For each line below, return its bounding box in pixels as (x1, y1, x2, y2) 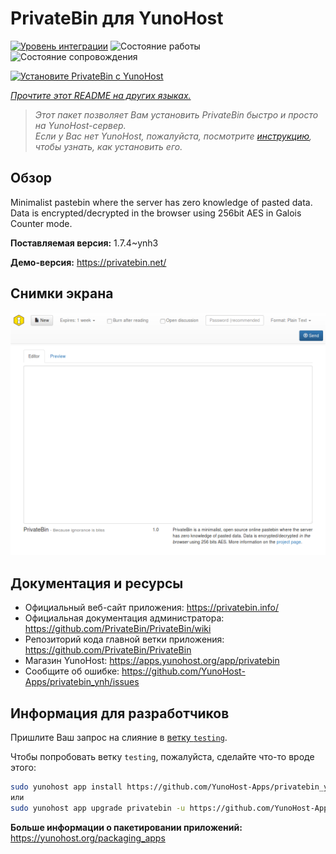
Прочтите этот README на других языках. (10, 89, 192, 101)
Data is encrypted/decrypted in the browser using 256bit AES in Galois (10, 207, 302, 219)
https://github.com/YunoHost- (121, 665, 246, 677)
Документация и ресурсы (10, 575, 184, 592)
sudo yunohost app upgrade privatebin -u (10, 803, 186, 813)
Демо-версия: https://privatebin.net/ (10, 256, 167, 268)
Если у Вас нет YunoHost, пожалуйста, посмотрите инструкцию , (34, 130, 313, 142)
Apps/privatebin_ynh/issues (24, 676, 140, 688)
